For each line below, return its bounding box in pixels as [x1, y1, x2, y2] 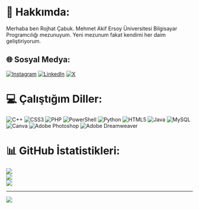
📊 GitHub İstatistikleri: [6, 144, 120, 157]
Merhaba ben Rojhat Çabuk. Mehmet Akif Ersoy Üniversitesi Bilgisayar [6, 25, 178, 32]
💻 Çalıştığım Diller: [6, 92, 102, 105]
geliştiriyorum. [6, 37, 41, 44]
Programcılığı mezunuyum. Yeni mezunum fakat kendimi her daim [6, 31, 166, 38]
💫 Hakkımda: [6, 5, 70, 19]
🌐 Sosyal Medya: [6, 54, 70, 65]
